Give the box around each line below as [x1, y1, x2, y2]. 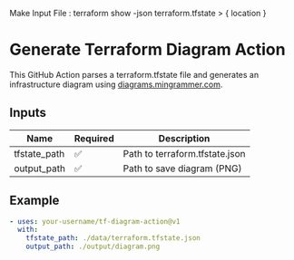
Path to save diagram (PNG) [122, 162, 242, 175]
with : [17, 226, 39, 235]
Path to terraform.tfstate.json [122, 147, 246, 159]
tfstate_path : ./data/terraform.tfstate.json [25, 234, 201, 243]
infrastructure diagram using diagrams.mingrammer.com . [9, 79, 223, 90]
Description [158, 131, 211, 144]
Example [9, 193, 60, 208]
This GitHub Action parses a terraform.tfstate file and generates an [9, 69, 260, 80]
